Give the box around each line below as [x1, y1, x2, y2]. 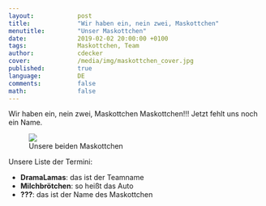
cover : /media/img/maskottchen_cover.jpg [8, 57, 195, 65]
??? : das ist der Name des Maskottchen [19, 190, 153, 200]
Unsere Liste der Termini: [8, 157, 93, 166]
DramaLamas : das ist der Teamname [19, 173, 144, 183]
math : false [8, 86, 96, 95]
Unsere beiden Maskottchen [28, 141, 123, 151]
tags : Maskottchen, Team [8, 42, 139, 50]
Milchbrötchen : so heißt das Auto [19, 181, 134, 191]
